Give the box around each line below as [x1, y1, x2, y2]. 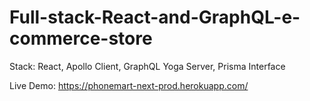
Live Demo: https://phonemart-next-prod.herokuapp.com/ [9, 79, 249, 91]
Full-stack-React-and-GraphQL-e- [9, 6, 301, 29]
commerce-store [9, 27, 153, 50]
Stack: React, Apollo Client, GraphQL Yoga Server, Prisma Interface [9, 60, 286, 72]
